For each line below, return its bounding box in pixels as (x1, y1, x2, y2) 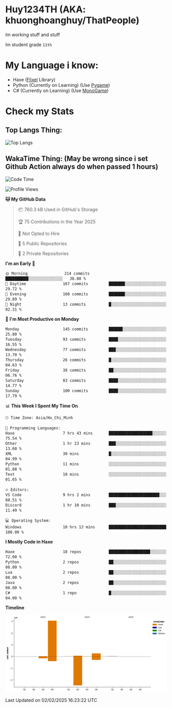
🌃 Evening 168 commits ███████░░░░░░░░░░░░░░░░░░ (5, 292, 167, 297)
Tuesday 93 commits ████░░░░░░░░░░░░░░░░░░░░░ (5, 337, 167, 342)
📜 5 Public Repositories (17, 240, 67, 246)
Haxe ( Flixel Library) (12, 76, 55, 83)
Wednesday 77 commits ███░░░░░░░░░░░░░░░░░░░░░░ (5, 347, 167, 352)
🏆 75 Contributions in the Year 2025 (17, 219, 96, 225)
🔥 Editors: (5, 487, 29, 492)
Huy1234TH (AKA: (5, 4, 86, 15)
